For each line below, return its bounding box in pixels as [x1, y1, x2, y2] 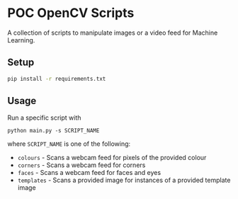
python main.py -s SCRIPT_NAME [7, 127, 100, 135]
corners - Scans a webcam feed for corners [17, 161, 146, 169]
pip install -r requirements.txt [7, 75, 106, 82]
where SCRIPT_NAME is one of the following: [7, 140, 131, 148]
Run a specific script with [7, 113, 81, 122]
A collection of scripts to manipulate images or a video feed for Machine [7, 28, 218, 37]
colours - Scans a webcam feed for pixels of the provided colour [17, 154, 207, 162]
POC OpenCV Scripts [7, 5, 135, 21]
